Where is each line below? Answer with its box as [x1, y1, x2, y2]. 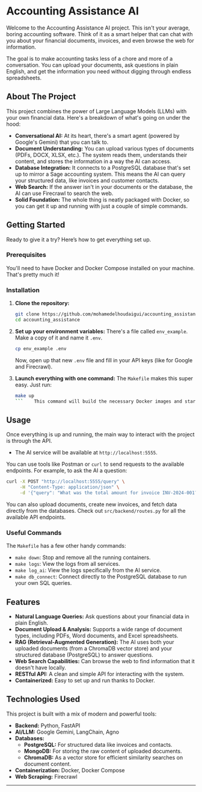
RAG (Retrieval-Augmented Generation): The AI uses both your [14, 639, 174, 646]
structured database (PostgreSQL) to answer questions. [14, 651, 153, 658]
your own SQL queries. [14, 580, 72, 587]
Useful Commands [6, 528, 62, 537]
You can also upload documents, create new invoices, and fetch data [6, 501, 177, 508]
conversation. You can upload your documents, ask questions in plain [6, 61, 179, 69]
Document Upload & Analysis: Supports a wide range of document [14, 626, 182, 633]
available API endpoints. [6, 513, 66, 521]
